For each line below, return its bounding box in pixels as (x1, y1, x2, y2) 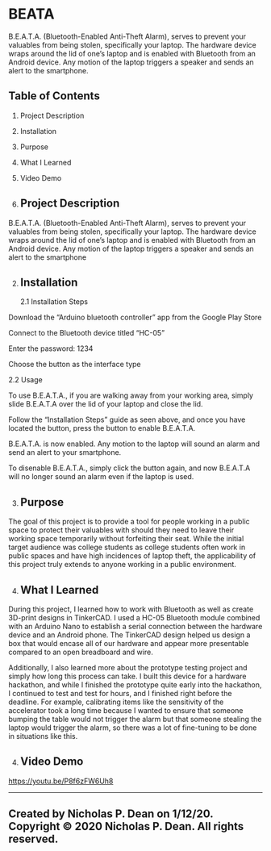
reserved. (8, 832, 59, 846)
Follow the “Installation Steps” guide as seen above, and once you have (8, 415, 246, 424)
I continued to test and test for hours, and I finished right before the (8, 689, 232, 698)
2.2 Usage (8, 375, 43, 385)
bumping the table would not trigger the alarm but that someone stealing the (8, 715, 262, 724)
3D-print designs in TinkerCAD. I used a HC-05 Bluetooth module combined (8, 613, 261, 622)
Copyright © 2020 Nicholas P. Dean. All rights (8, 820, 244, 833)
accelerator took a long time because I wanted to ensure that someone (8, 706, 244, 715)
